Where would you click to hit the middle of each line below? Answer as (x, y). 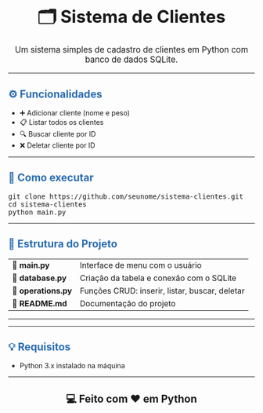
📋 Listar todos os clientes (61, 122)
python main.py (37, 212)
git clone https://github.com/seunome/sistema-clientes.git (126, 196)
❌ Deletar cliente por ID (57, 145)
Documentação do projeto (128, 303)
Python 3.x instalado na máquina (72, 366)
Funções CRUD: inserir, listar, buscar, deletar (162, 291)
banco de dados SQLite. (131, 60)
